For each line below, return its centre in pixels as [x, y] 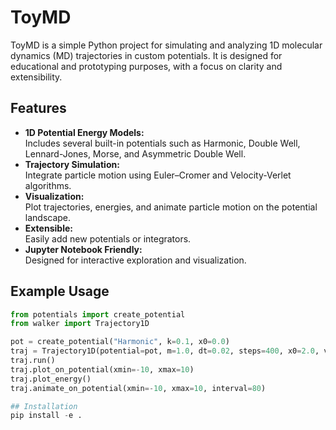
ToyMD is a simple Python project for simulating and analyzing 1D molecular [166, 45]
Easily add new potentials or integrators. [108, 238]
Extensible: [48, 228]
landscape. [48, 217]
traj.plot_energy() [51, 379]
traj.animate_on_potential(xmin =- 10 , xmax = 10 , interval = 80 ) [138, 388]
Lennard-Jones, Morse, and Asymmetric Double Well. [135, 153]
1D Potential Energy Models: [84, 132]
